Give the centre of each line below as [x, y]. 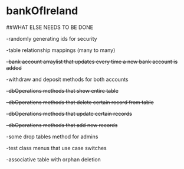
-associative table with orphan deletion [54, 159]
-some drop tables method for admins [52, 136]
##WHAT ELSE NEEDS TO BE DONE [50, 27]
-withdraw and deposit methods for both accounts [67, 79]
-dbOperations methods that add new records [62, 125]
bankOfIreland [42, 11]
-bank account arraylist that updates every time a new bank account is [92, 61]
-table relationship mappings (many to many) [61, 50]
